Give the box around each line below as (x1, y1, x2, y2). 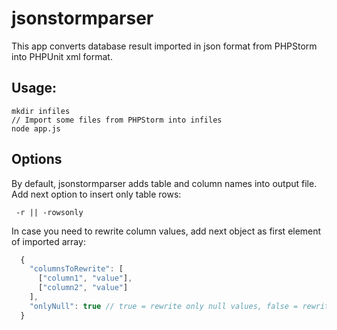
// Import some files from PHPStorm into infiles (11, 115, 223, 125)
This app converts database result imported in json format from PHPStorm (11, 40, 318, 52)
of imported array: (11, 235, 86, 247)
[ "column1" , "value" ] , (37, 273, 133, 284)
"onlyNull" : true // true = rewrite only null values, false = (29, 301, 299, 311)
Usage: (11, 80, 58, 97)
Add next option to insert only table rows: (11, 188, 182, 200)
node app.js (11, 123, 61, 134)
